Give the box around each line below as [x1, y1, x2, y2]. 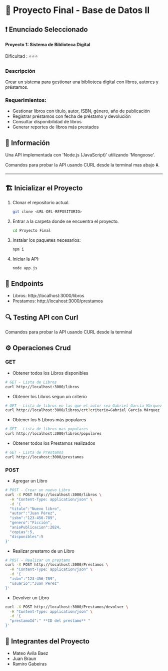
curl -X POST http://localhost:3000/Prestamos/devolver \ [5, 604, 128, 609]
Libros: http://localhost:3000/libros [12, 293, 84, 299]
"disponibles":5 [9, 534, 43, 539]
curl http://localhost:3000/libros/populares [5, 431, 101, 436]
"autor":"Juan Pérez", [9, 511, 57, 516]
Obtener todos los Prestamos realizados [12, 440, 95, 446]
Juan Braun [12, 655, 36, 661]
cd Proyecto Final [12, 228, 51, 233]
